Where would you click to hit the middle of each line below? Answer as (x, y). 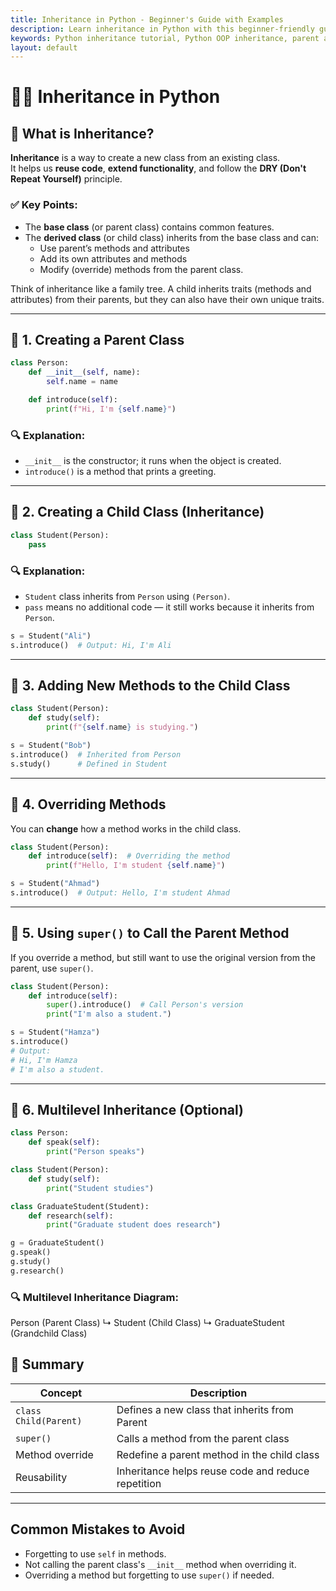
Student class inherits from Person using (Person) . (127, 596)
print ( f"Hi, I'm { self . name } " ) (111, 409)
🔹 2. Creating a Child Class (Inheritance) (137, 512)
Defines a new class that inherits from (205, 1409)
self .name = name (82, 382)
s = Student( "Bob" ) (51, 746)
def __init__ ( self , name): (84, 372)
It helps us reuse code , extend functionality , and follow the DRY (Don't (158, 168)
